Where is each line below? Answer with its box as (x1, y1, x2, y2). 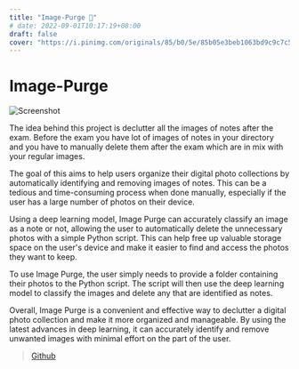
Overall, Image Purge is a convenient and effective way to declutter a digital (9, 305, 287, 316)
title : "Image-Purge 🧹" (9, 12, 98, 22)
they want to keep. (9, 252, 77, 262)
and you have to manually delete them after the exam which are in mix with (9, 141, 284, 152)
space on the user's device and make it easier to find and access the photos (9, 242, 289, 253)
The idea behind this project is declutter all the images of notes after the (9, 123, 274, 133)
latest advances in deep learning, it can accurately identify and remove (9, 324, 270, 334)
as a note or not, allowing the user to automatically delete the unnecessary (9, 223, 283, 234)
